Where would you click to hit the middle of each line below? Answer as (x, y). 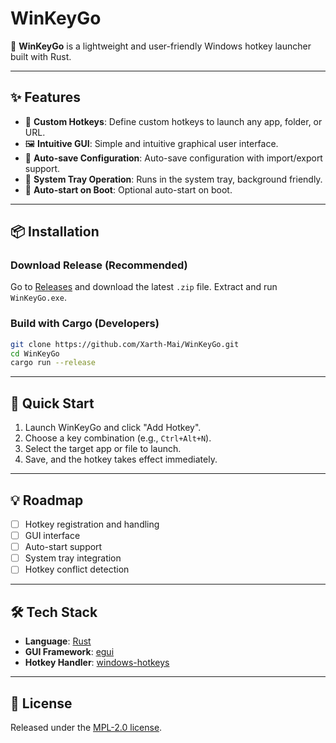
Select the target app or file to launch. (103, 449)
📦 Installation (55, 232)
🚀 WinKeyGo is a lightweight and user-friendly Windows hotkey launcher (161, 46)
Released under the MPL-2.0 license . (86, 727)
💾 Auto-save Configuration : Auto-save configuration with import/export (173, 158)
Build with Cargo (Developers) (85, 324)
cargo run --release (53, 363)
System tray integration (73, 558)
